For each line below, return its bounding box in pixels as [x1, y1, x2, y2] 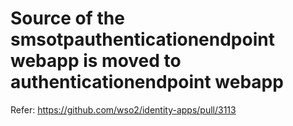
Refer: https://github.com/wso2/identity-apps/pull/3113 [10, 103, 237, 116]
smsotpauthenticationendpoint [10, 28, 275, 51]
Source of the [10, 7, 125, 30]
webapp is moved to [10, 50, 182, 72]
